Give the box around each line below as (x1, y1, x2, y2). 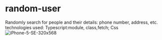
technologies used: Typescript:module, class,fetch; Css (5, 24, 119, 30)
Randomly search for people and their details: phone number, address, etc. (5, 19, 158, 25)
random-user (5, 3, 61, 14)
